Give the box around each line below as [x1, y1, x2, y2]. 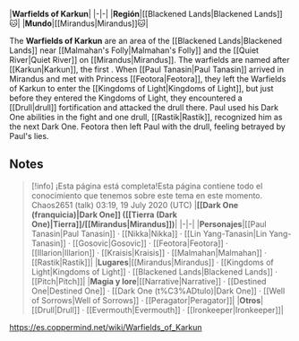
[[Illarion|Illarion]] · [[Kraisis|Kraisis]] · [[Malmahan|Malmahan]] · [30, 247, 267, 258]
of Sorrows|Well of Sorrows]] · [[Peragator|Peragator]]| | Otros [30, 294, 261, 305]
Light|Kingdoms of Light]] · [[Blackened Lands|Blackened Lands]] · [30, 266, 278, 277]
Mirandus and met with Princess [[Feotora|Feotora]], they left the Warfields [9, 74, 286, 84]
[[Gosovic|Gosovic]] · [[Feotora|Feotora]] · [72, 238, 228, 249]
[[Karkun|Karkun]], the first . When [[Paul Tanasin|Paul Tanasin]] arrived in [9, 64, 285, 74]
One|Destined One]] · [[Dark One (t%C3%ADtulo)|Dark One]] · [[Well [30, 285, 286, 296]
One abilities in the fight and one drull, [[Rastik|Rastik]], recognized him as [9, 112, 283, 122]
